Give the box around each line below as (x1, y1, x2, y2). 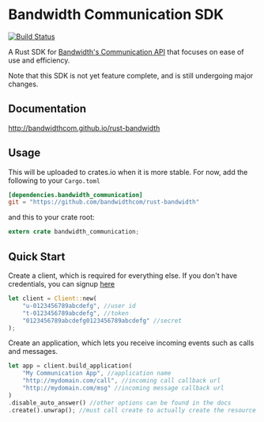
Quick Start (8, 249, 66, 263)
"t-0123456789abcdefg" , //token (22, 309, 129, 317)
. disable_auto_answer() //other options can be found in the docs (8, 398, 232, 407)
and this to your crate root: (8, 212, 95, 222)
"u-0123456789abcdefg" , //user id (22, 302, 136, 310)
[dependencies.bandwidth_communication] (8, 191, 144, 199)
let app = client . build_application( (8, 362, 133, 370)
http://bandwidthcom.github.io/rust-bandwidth (8, 123, 160, 132)
